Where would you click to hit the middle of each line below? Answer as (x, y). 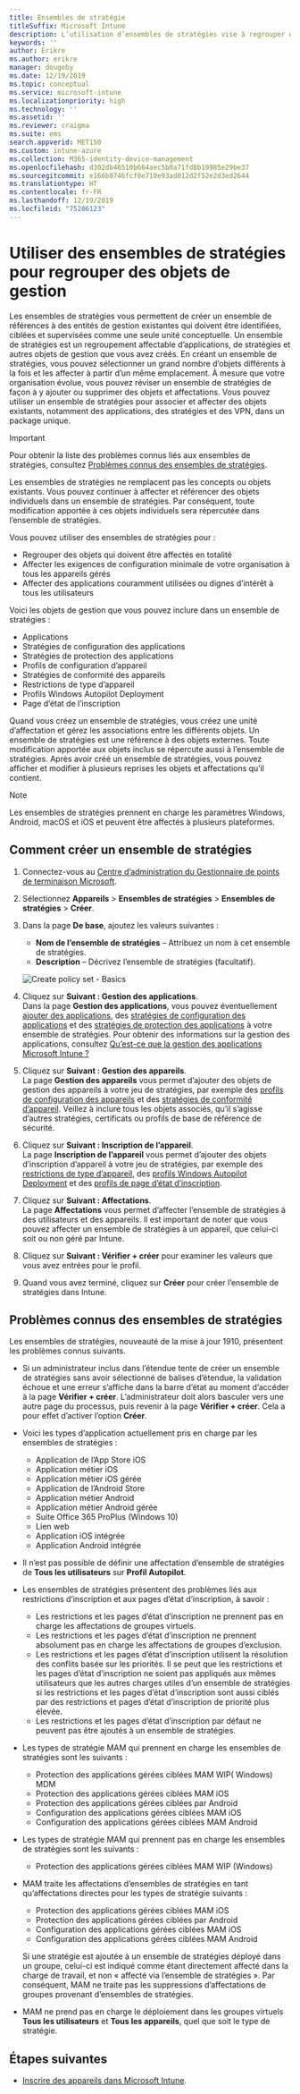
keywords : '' (33, 42)
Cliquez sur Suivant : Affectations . (87, 1200)
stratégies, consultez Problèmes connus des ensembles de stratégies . (138, 464)
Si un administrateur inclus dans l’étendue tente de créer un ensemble (150, 1369)
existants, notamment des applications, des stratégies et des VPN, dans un (147, 411)
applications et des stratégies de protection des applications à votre (147, 1024)
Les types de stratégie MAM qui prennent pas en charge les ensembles (154, 1840)
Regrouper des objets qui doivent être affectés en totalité (127, 555)
